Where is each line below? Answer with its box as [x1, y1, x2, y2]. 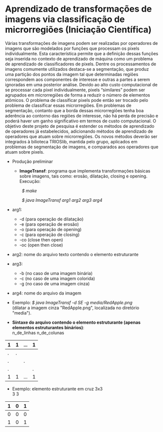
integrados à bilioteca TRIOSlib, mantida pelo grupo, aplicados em [5, 138, 138, 144]
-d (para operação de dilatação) [19, 216, 84, 222]
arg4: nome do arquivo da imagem [12, 290, 82, 296]
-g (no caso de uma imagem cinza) [19, 280, 90, 286]
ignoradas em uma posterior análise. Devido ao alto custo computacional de [5, 81, 158, 87]
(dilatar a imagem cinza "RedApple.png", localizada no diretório [12, 305, 140, 311]
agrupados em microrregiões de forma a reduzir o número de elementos [5, 92, 150, 98]
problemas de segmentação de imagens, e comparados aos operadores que [5, 144, 159, 150]
